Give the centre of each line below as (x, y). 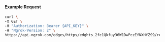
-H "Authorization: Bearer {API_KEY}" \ (47, 26)
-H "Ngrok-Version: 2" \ (30, 30)
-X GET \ (14, 22)
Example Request (23, 7)
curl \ (11, 17)
